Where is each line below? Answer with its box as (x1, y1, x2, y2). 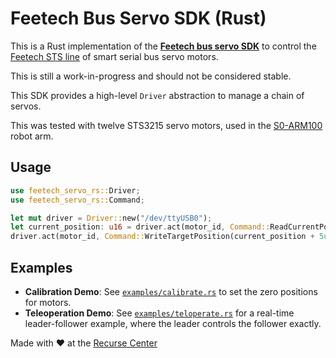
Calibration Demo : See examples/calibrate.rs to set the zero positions (24, 285, 318, 297)
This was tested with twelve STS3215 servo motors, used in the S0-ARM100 (10, 119, 323, 131)
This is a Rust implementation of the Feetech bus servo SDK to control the (10, 40, 317, 52)
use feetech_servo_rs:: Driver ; (10, 185, 141, 196)
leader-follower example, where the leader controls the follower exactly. (24, 317, 322, 329)
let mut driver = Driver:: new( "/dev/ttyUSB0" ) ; (10, 213, 213, 223)
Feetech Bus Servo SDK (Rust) (10, 7, 267, 30)
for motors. (24, 296, 72, 308)
